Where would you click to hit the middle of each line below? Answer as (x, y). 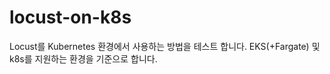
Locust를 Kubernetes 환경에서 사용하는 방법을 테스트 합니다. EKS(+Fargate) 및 (165, 46)
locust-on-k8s (70, 17)
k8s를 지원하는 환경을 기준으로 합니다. (83, 58)
